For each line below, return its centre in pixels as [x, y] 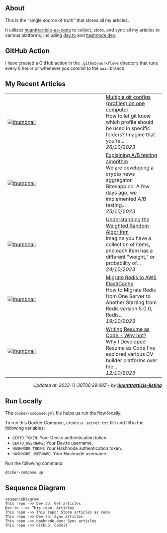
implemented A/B [126, 199]
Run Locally [24, 401]
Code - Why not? [126, 335]
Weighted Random [127, 226]
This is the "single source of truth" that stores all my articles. [67, 20]
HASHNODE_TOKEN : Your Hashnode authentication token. [67, 448]
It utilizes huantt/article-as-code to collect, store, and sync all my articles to [83, 30]
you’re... [115, 141]
